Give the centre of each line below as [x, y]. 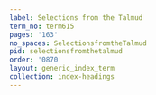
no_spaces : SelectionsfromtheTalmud [78, 43]
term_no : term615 [42, 26]
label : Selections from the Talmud [76, 18]
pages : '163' [34, 34]
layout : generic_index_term [62, 69]
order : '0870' [36, 60]
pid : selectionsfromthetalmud [66, 52]
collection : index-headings [62, 77]
